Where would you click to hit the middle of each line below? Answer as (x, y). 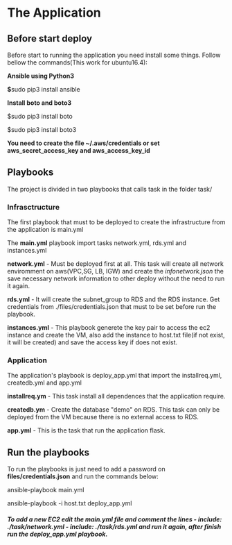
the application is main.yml (45, 230)
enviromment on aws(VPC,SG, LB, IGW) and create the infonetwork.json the (115, 271)
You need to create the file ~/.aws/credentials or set (84, 143)
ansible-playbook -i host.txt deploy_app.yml (70, 503)
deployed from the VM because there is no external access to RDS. (103, 417)
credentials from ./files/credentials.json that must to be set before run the (112, 307)
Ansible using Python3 (41, 76)
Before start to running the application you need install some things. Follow (114, 55)
